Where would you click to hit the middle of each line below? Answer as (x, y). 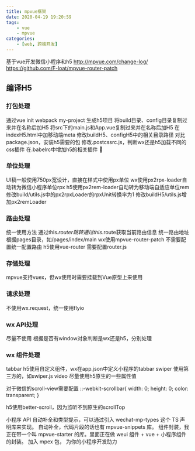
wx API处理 (22, 324)
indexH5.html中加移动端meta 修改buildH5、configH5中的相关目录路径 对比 (96, 135)
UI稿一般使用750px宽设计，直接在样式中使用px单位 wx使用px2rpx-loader (94, 180)
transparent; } (23, 395)
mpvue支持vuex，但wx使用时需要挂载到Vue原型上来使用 (74, 277)
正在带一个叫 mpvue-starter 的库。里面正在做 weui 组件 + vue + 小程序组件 (96, 435)
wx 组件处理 (23, 355)
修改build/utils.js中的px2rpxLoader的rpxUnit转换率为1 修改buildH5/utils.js (94, 194)
